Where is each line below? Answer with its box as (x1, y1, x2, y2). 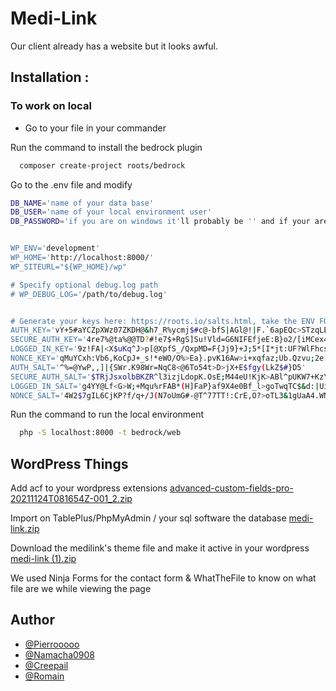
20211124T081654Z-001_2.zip (10, 493, 133, 505)
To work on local (10, 99, 92, 113)
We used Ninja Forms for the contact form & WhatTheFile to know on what (10, 572, 317, 584)
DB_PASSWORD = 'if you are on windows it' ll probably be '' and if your (10, 217, 311, 227)
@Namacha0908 (24, 648, 95, 661)
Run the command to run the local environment (10, 408, 205, 421)
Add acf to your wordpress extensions (10, 482, 168, 494)
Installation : (10, 69, 90, 86)
